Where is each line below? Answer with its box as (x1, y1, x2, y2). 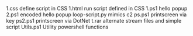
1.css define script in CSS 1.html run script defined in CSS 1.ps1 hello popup (6, 5, 188, 12)
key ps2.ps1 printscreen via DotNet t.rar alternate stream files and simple (6, 17, 182, 24)
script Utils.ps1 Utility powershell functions (6, 23, 109, 30)
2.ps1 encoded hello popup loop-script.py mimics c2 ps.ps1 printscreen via (6, 11, 187, 18)
